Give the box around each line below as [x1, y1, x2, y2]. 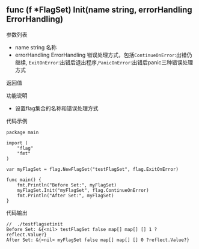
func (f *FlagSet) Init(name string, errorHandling [6, 5, 192, 15]
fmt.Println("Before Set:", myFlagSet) [17, 182, 117, 188]
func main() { [6, 177, 42, 183]
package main [6, 129, 39, 135]
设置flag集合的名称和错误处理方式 [14, 105, 99, 112]
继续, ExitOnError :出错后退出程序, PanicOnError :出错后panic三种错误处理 [14, 58, 194, 66]
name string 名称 [14, 43, 57, 51]
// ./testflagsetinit [6, 221, 63, 227]
